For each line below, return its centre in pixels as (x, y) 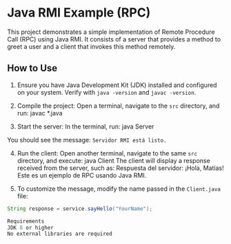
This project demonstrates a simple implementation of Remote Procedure (111, 32)
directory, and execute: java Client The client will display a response (113, 160)
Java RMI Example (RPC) (79, 13)
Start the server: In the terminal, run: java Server (86, 126)
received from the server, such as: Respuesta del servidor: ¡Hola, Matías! (120, 168)
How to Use (32, 68)
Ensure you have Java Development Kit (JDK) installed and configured (117, 85)
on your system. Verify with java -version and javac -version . (107, 92)
